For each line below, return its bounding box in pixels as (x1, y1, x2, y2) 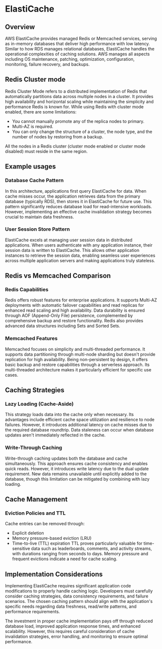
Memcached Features (5, 335, 58, 342)
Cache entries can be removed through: (5, 521, 85, 527)
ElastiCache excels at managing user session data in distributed (5, 237, 132, 243)
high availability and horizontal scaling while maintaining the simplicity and (5, 99, 154, 104)
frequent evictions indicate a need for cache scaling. (12, 556, 117, 562)
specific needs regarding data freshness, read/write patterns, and (5, 603, 137, 610)
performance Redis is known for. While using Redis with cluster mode (5, 103, 144, 110)
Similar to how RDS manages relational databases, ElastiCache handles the (5, 46, 155, 51)
